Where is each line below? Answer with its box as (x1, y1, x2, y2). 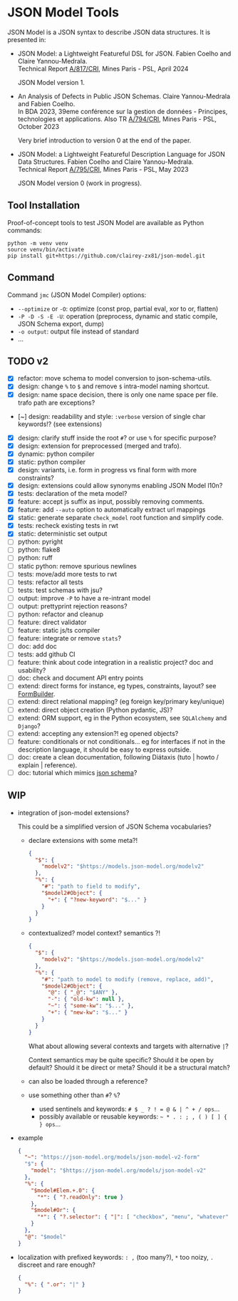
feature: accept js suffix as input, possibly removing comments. (17, 497, 205, 506)
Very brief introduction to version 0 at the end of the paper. (17, 136, 192, 145)
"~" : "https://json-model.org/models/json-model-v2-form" (24, 1154, 200, 1161)
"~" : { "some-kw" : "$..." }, (47, 1002, 134, 1010)
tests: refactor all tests (17, 578, 84, 586)
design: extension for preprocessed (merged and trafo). (17, 441, 182, 450)
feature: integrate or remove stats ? (17, 634, 122, 643)
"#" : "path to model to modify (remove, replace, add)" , (41, 975, 214, 983)
